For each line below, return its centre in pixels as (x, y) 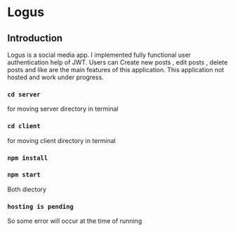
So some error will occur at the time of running (75, 221)
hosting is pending (40, 206)
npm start (24, 175)
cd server (24, 94)
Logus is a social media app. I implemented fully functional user (99, 55)
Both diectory (27, 189)
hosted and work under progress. (55, 77)
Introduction (35, 38)
